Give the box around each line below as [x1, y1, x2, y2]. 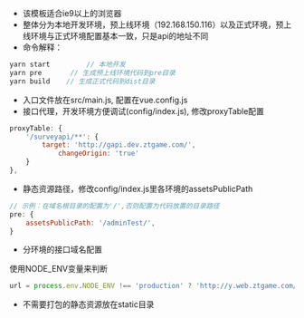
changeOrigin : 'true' [57, 149, 140, 159]
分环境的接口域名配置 [22, 244, 102, 255]
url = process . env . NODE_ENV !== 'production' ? [9, 282, 193, 291]
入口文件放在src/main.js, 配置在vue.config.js [22, 94, 188, 105]
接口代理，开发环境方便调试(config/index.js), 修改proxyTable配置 [22, 105, 265, 116]
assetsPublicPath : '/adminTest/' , [25, 218, 156, 227]
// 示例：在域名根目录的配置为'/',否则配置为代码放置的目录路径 [9, 201, 220, 210]
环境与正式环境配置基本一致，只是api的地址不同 [30, 31, 209, 41]
